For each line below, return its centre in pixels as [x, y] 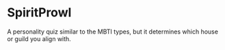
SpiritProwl [39, 13]
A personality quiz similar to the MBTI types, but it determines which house [113, 32]
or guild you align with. [39, 38]
